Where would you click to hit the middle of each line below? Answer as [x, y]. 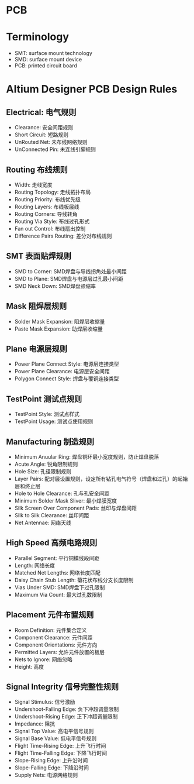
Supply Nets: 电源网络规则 [46, 775]
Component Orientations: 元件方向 [56, 645]
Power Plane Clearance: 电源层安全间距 [62, 372]
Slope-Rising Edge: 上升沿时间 [51, 761]
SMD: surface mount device [48, 60]
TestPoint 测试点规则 [44, 399]
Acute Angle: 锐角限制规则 [46, 464]
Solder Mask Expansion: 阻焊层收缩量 [60, 321]
